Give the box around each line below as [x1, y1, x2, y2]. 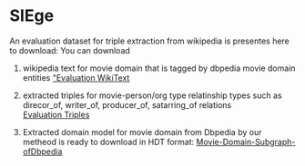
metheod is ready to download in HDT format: [22, 136, 195, 147]
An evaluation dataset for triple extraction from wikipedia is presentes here [9, 35, 290, 46]
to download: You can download [9, 44, 130, 55]
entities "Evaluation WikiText [22, 72, 130, 83]
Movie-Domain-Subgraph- [196, 136, 296, 147]
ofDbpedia [22, 146, 63, 157]
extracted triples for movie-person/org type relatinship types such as [22, 90, 282, 101]
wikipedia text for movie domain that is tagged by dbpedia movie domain [22, 63, 296, 73]
